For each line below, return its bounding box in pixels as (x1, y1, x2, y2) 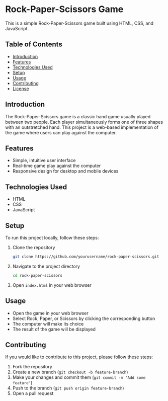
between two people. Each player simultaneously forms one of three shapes (5, 119, 163, 125)
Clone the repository (12, 245, 55, 250)
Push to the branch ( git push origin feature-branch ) (12, 385, 124, 391)
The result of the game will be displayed (12, 326, 96, 332)
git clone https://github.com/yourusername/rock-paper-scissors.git (12, 254, 159, 259)
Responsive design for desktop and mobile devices (12, 168, 119, 174)
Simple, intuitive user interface (12, 157, 76, 164)
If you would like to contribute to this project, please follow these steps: (5, 354, 153, 360)
